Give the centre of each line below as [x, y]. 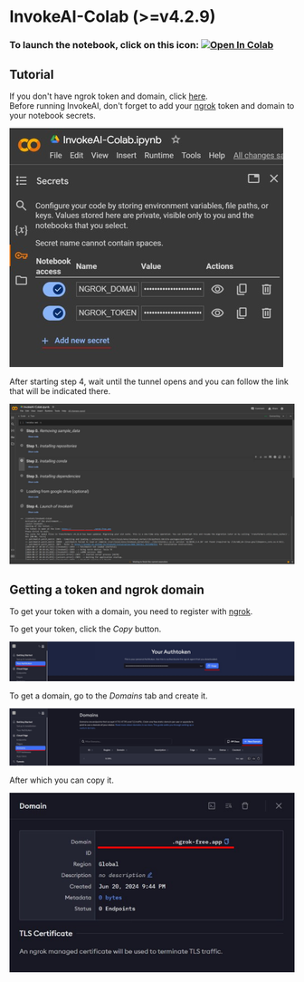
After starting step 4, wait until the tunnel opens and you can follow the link [149, 381]
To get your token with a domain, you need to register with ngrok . [131, 611]
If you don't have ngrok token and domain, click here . [109, 96]
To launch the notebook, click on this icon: [104, 45]
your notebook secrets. [53, 115]
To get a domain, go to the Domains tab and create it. [109, 696]
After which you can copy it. [62, 780]
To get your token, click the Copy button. [85, 629]
